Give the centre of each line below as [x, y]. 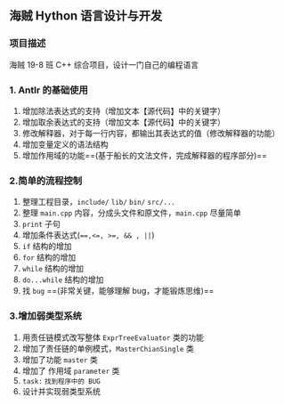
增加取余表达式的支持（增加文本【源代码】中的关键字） [123, 122]
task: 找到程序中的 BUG [61, 381]
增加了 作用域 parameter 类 [71, 370]
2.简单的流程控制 [46, 181]
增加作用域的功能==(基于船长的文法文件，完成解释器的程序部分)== [145, 155]
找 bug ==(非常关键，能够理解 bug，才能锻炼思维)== [118, 291]
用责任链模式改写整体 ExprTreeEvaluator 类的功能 [113, 337]
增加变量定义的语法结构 [65, 144]
